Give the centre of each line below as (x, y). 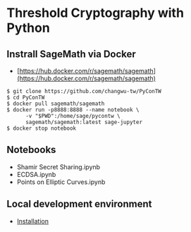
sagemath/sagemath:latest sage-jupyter (84, 122)
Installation (33, 221)
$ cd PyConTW (26, 97)
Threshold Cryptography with (95, 13)
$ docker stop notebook (42, 128)
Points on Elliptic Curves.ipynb (61, 182)
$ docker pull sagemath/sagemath (56, 104)
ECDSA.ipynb (36, 174)
